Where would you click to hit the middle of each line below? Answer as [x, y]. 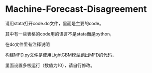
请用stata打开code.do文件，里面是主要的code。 [54, 23]
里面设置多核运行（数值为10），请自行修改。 [50, 65]
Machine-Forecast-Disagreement [76, 9]
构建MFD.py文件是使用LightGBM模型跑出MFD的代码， [61, 55]
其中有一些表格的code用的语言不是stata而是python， [60, 34]
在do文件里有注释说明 [27, 44]
